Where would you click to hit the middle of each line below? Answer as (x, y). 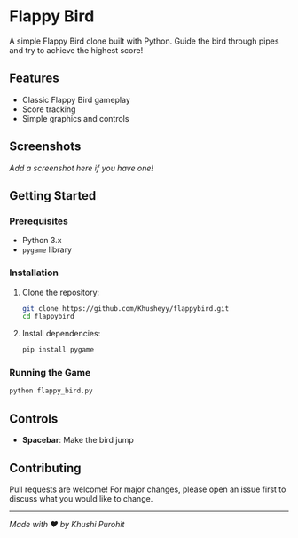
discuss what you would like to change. (81, 498)
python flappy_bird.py (51, 391)
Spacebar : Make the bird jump (78, 440)
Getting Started (53, 196)
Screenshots (45, 147)
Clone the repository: (61, 292)
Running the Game (50, 373)
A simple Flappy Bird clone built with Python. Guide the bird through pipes (144, 41)
